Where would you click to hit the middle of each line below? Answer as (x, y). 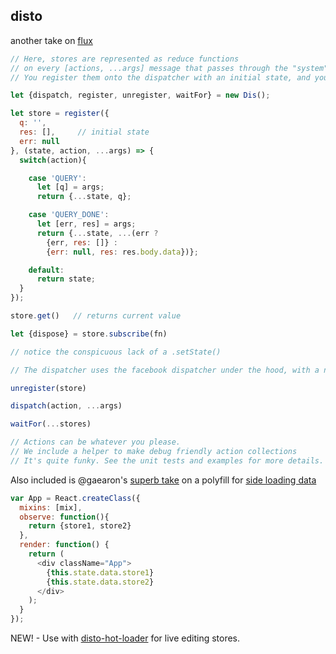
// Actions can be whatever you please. (96, 442)
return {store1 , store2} (80, 526)
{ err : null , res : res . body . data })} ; (122, 252)
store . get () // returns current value (96, 316)
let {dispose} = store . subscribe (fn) (89, 334)
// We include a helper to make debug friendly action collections (154, 452)
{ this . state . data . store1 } (100, 572)
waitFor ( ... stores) (51, 424)
